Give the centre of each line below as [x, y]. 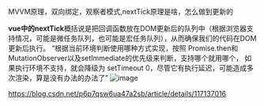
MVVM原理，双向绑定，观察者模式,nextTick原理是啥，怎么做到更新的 [121, 11]
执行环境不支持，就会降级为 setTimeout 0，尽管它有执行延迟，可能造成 [131, 68]
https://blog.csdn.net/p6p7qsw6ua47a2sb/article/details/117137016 [117, 94]
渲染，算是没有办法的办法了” [62, 78]
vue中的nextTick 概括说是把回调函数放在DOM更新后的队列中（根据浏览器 [128, 28]
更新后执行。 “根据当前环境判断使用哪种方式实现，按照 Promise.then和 [123, 48]
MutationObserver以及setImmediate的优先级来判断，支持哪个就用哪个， [126, 58]
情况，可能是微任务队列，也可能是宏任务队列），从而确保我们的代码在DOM [136, 38]
